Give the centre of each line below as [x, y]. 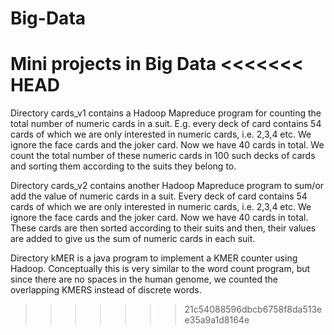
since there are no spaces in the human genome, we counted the [144, 279]
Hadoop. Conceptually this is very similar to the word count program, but [160, 269]
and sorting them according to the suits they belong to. [123, 166]
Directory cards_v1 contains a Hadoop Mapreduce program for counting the [166, 113]
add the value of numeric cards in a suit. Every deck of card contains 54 [159, 196]
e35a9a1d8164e [217, 320]
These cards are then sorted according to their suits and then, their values [163, 228]
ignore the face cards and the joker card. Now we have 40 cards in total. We [167, 145]
